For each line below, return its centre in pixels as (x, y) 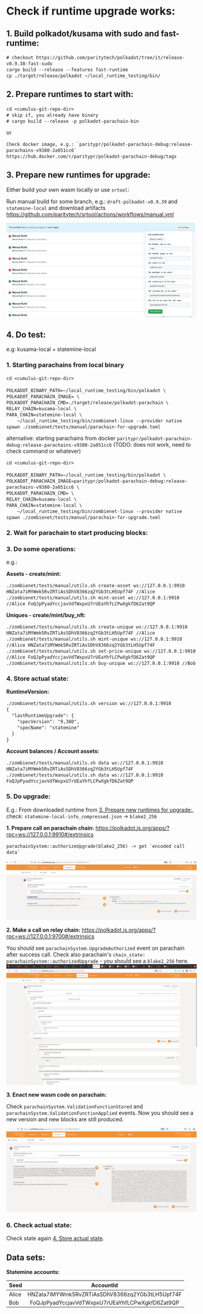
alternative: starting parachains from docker (61, 438)
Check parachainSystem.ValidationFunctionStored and (75, 1107)
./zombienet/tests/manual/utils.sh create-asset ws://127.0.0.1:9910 (96, 585)
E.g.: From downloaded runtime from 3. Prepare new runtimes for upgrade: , (100, 810)
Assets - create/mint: (34, 573)
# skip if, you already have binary (52, 115)
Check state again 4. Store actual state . (55, 1238)
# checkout (20, 58)
